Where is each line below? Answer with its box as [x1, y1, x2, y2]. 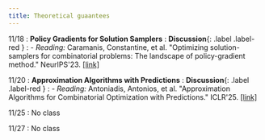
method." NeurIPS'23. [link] [8, 60, 99, 69]
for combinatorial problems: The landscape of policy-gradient [40, 51, 246, 60]
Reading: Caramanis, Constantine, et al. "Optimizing [35, 42, 208, 52]
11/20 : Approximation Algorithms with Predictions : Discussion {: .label [8, 75, 250, 84]
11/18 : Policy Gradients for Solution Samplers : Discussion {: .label [8, 34, 232, 43]
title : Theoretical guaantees [8, 11, 111, 20]
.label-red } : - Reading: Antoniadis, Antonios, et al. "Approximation [8, 84, 230, 93]
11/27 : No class [8, 123, 61, 133]
